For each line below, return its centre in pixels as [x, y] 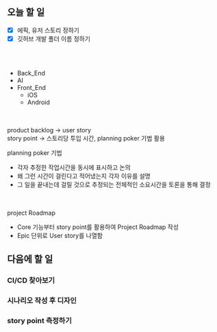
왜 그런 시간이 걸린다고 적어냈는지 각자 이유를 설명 [84, 176]
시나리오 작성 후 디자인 [42, 300]
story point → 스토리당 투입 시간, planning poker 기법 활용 [86, 138]
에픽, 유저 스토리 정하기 [48, 30]
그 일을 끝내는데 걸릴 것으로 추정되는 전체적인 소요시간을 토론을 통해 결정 [114, 185]
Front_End [31, 87]
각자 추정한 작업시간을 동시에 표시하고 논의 [74, 167]
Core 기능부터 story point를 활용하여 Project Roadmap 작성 [98, 227]
